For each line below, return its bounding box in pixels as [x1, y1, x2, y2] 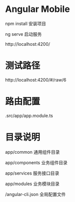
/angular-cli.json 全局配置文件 [5, 191, 66, 197]
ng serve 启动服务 [5, 31, 42, 37]
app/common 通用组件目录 [5, 149, 60, 155]
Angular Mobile [5, 3, 71, 15]
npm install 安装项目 [5, 20, 46, 26]
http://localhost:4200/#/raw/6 [5, 77, 67, 83]
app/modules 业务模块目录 [5, 181, 60, 187]
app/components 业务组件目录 [5, 159, 68, 165]
